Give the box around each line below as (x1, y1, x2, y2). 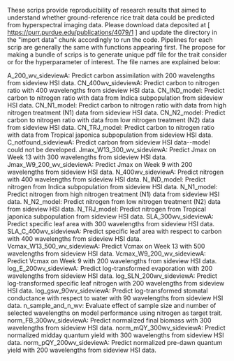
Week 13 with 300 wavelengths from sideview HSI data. (7, 153, 168, 161)
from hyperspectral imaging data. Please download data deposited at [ (7, 21, 210, 29)
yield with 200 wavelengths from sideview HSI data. (7, 346, 157, 354)
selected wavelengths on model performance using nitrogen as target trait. (7, 309, 223, 317)
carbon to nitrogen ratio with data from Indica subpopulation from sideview (7, 94, 224, 102)
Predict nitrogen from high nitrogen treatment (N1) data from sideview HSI (7, 190, 220, 198)
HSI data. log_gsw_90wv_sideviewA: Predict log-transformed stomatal (7, 286, 208, 295)
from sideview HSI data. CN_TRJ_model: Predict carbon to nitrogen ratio (7, 124, 215, 131)
